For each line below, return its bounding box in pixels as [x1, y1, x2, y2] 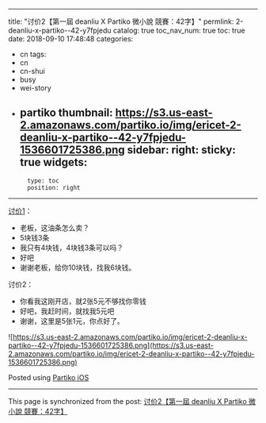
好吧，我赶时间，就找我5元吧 [19, 306, 115, 316]
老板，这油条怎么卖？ [19, 223, 89, 233]
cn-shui [19, 67, 45, 75]
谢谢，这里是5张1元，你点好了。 [19, 316, 124, 325]
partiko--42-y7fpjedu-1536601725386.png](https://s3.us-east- [8, 340, 214, 350]
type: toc [27, 176, 59, 185]
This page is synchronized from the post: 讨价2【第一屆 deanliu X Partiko [8, 396, 247, 406]
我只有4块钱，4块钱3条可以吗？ [19, 243, 124, 252]
